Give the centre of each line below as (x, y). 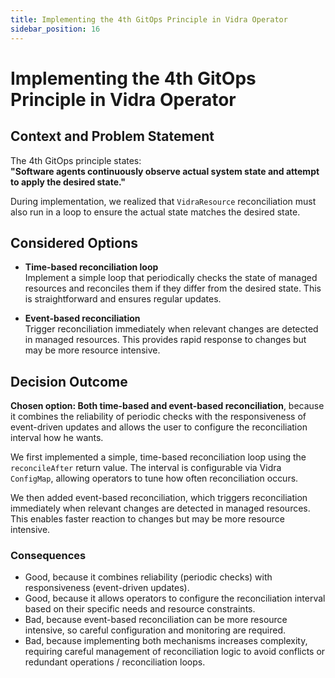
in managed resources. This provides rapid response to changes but (165, 340)
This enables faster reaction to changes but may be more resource (147, 519)
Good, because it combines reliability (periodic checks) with (148, 577)
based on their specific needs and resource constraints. (140, 609)
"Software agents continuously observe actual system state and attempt (165, 171)
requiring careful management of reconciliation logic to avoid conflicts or (175, 652)
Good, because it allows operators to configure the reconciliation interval (175, 598)
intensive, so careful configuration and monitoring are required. (155, 630)
